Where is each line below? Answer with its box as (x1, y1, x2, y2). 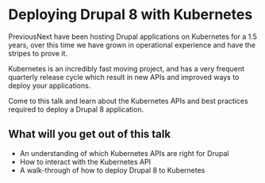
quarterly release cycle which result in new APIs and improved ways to (8, 72, 240, 82)
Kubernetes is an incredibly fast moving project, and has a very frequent (8, 63, 244, 73)
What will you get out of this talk (8, 128, 171, 141)
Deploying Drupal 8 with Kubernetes (8, 6, 253, 24)
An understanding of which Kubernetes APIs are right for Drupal (19, 148, 229, 158)
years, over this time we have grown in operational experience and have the (8, 40, 256, 49)
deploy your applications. (8, 81, 91, 90)
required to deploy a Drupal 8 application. (8, 105, 144, 114)
